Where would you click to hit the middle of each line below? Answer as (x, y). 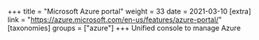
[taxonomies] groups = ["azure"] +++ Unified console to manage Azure (124, 28)
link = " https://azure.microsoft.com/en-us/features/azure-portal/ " (115, 20)
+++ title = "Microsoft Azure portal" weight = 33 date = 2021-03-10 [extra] (129, 11)
